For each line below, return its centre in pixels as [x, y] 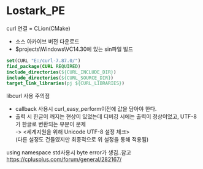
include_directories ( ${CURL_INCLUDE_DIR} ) [61, 72]
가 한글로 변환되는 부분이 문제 [50, 124]
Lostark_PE [36, 11]
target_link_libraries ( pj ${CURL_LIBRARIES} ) [65, 83]
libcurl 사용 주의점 [28, 96]
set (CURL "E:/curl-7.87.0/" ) [44, 61]
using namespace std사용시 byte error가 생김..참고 [69, 152]
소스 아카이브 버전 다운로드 [47, 41]
